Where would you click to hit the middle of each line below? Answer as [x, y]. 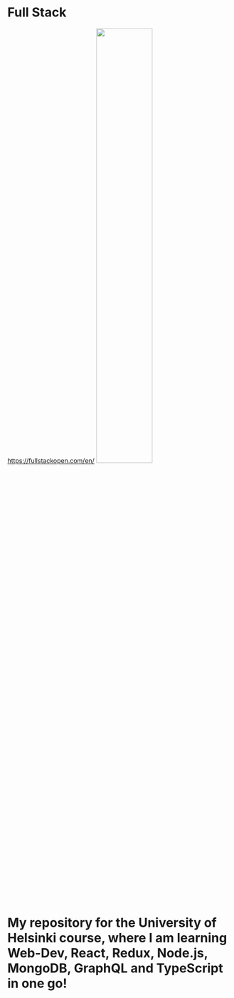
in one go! [37, 983]
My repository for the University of [112, 923]
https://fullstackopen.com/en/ [51, 460]
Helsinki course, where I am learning [117, 938]
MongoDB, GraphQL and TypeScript [115, 968]
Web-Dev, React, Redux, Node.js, [108, 953]
